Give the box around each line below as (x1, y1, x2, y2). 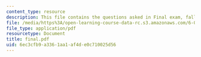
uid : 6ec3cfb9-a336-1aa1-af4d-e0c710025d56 (6, 42, 117, 48)
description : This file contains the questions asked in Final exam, (6, 14, 184, 20)
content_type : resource (6, 8, 66, 15)
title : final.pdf (6, 36, 50, 42)
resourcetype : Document (6, 31, 66, 37)
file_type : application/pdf (6, 25, 77, 31)
